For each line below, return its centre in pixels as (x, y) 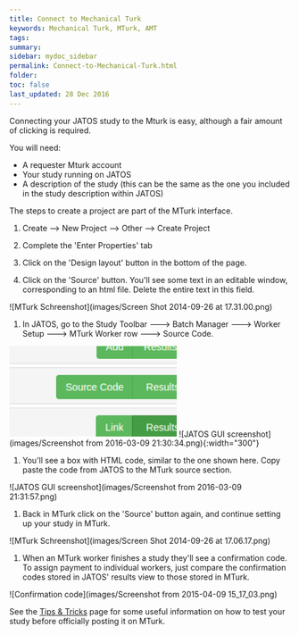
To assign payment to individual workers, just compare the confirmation (154, 568)
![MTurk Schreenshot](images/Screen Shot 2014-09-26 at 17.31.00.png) (141, 306)
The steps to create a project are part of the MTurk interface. (121, 211)
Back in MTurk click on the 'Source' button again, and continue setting (151, 514)
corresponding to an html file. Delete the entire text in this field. (138, 289)
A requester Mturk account (72, 164)
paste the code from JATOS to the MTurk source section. (127, 470)
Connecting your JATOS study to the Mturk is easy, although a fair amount (146, 121)
